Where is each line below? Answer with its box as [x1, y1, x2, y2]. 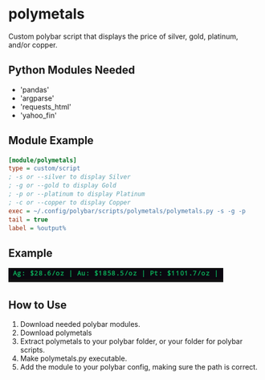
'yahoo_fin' [19, 110, 58, 120]
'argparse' [19, 93, 55, 103]
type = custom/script [8, 164, 81, 173]
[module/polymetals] [8, 156, 78, 164]
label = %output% [8, 224, 67, 232]
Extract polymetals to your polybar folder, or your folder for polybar [19, 337, 243, 346]
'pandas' [19, 85, 50, 94]
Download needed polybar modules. [19, 320, 141, 329]
